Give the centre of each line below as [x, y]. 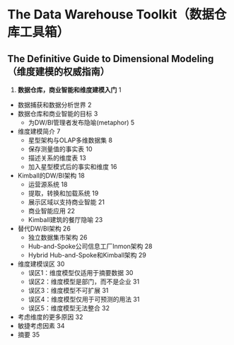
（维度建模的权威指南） [58, 71]
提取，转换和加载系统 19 [63, 193]
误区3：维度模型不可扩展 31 [68, 290]
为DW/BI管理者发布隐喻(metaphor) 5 [81, 122]
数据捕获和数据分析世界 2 [54, 105]
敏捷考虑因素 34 [41, 326]
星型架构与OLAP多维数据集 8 [70, 140]
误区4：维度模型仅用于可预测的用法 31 [84, 299]
